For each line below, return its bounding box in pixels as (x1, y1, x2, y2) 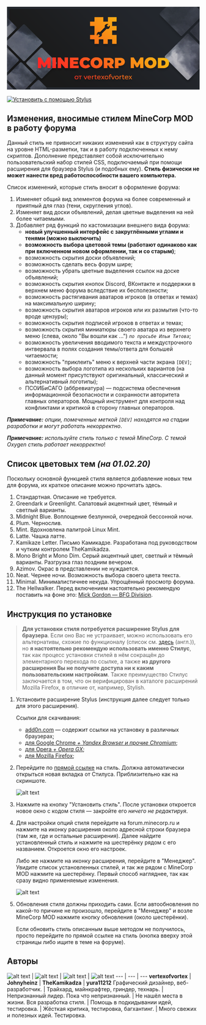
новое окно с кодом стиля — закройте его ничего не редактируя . (15, 807, 188, 815)
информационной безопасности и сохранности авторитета (24, 391, 180, 399)
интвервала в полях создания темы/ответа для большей (24, 345, 173, 353)
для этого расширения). (15, 702, 79, 709)
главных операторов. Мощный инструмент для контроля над (24, 397, 185, 405)
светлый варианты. (15, 507, 67, 514)
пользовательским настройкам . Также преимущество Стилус (21, 671, 188, 678)
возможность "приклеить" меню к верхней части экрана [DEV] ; (24, 358, 192, 366)
